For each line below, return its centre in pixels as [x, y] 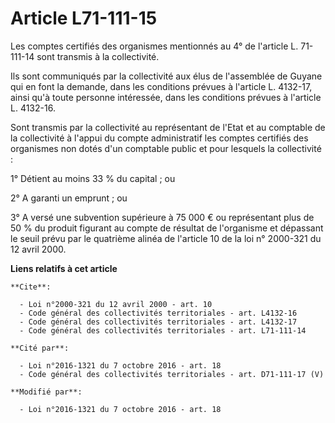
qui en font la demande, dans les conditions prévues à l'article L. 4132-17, [161, 86]
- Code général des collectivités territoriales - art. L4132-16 [158, 313]
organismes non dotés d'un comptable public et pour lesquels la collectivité [166, 148]
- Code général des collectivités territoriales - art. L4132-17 [158, 322]
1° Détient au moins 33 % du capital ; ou [93, 178]
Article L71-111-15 [84, 18]
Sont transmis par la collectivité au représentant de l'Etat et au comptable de [168, 127]
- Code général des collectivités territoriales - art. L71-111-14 [163, 330]
